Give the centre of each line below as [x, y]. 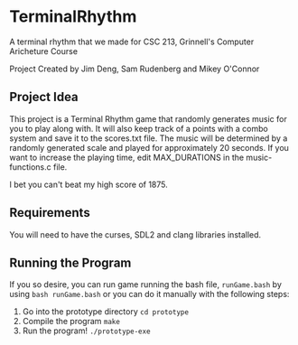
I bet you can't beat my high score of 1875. [89, 184]
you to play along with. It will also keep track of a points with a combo [139, 128]
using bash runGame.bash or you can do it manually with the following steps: [149, 294]
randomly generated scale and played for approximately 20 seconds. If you [149, 147]
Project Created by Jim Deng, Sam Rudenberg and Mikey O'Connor [135, 69]
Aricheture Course [44, 51]
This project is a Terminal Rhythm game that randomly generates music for [148, 118]
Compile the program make [71, 322]
